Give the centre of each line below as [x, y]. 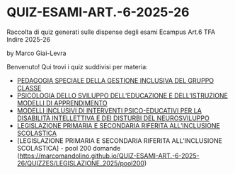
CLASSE [29, 88]
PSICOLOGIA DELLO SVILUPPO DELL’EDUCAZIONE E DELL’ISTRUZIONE [122, 95]
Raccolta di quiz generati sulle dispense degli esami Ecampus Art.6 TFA [111, 32]
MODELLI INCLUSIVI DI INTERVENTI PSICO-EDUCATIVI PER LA [109, 110]
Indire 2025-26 [29, 39]
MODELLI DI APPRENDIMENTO [62, 103]
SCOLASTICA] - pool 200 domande [69, 148]
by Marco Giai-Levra [36, 53]
